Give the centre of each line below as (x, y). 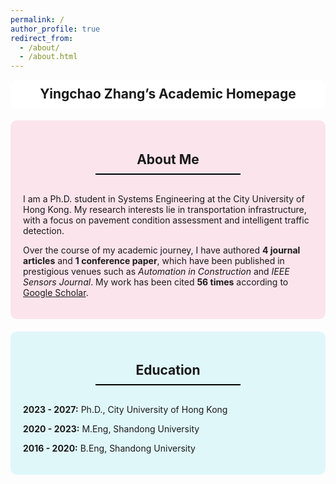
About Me (168, 159)
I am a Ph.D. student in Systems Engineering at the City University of (164, 198)
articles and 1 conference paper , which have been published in (154, 260)
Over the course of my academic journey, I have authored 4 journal (162, 250)
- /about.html (48, 57)
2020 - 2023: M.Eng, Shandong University (111, 428)
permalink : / (37, 19)
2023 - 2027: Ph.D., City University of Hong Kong (125, 409)
